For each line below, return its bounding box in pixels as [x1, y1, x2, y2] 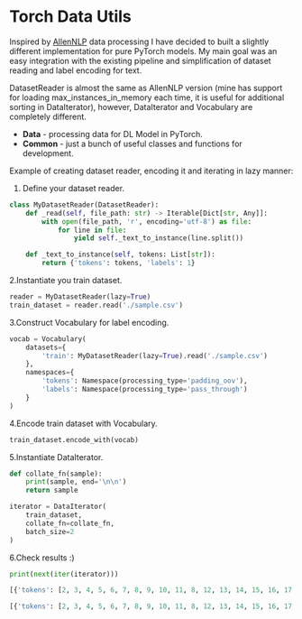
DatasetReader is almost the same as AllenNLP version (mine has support [9, 82, 283, 93]
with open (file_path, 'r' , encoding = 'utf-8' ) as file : [41, 217, 252, 226]
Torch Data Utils [9, 6, 133, 27]
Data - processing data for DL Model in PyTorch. [22, 128, 203, 139]
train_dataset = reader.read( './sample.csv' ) [9, 300, 183, 309]
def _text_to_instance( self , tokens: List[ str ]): [25, 250, 216, 259]
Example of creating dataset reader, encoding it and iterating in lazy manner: [9, 165, 294, 176]
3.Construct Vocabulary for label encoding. [9, 317, 169, 328]
